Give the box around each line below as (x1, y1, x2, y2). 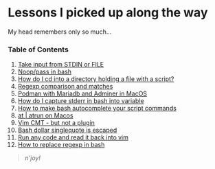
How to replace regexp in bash (17, 141, 105, 149)
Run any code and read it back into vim (17, 133, 129, 142)
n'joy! (24, 154, 41, 162)
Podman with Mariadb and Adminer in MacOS (17, 89, 147, 98)
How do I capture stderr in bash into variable (17, 97, 144, 105)
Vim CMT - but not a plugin (17, 119, 95, 127)
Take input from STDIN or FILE (17, 60, 104, 69)
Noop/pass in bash (17, 67, 71, 76)
